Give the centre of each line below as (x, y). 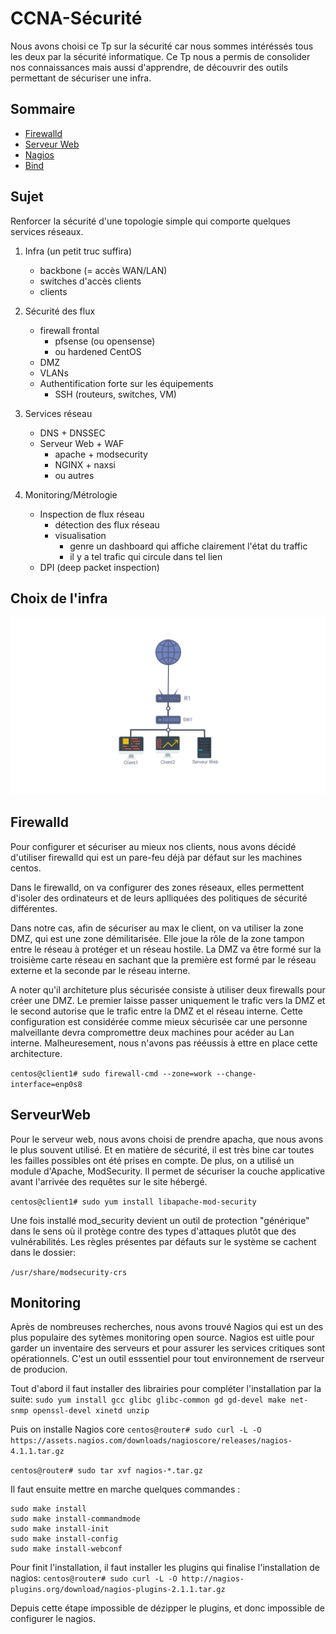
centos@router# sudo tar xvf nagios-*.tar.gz (106, 1471)
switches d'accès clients (90, 281)
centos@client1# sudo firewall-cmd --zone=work (111, 1073)
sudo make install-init (60, 1529)
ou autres (74, 475)
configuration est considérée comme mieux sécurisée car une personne (159, 1021)
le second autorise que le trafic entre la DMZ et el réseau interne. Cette (156, 1011)
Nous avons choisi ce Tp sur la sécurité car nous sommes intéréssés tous (162, 46)
